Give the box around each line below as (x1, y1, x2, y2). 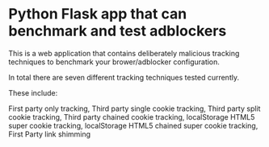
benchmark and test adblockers (8, 22, 227, 40)
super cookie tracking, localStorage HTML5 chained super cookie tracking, (8, 120, 258, 130)
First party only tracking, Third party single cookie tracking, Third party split (8, 104, 261, 113)
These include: (8, 88, 58, 97)
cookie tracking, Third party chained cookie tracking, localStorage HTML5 (8, 112, 255, 121)
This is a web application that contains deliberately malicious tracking (8, 48, 240, 58)
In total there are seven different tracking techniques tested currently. (8, 72, 240, 82)
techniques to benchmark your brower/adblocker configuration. (8, 57, 221, 67)
